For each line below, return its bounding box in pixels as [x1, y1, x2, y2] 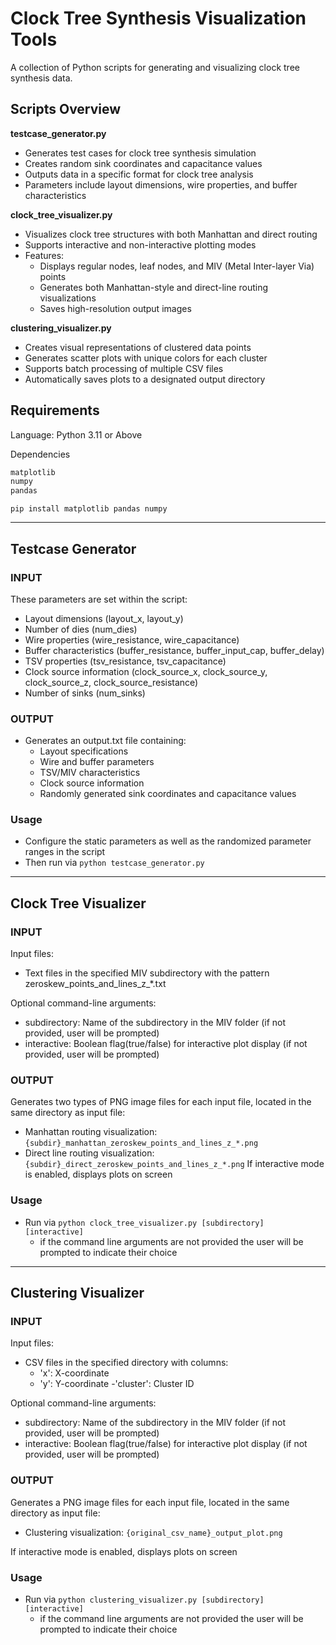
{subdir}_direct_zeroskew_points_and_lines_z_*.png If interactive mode [24, 1158, 325, 1170]
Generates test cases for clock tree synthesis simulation [24, 147, 257, 159]
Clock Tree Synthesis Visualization [10, 7, 307, 30]
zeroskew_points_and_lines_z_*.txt [24, 978, 167, 990]
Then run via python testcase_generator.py [24, 857, 205, 869]
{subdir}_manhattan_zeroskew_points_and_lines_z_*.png [24, 1138, 259, 1149]
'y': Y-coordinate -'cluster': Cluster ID [39, 1378, 195, 1390]
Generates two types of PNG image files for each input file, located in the [10, 1096, 312, 1108]
